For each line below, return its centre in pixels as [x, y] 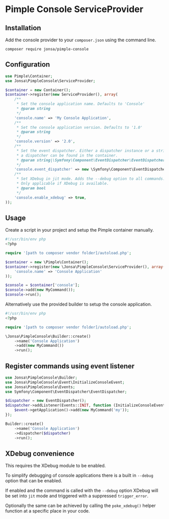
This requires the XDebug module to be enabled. [56, 466]
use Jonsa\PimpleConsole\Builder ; [41, 378]
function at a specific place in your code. [48, 511]
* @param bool [31, 188]
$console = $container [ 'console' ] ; [43, 285]
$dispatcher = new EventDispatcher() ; [46, 401]
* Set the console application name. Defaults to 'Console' [80, 104]
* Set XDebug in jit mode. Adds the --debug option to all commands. [91, 179]
